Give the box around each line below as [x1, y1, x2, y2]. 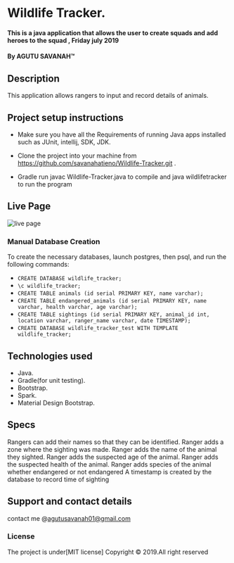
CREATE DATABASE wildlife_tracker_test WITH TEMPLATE [17, 325, 178, 332]
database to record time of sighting [7, 475, 110, 483]
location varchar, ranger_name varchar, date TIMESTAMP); [17, 317, 191, 324]
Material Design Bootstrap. [17, 398, 95, 407]
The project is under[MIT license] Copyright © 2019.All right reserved [7, 548, 209, 556]
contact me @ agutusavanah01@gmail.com [7, 514, 131, 522]
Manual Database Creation [7, 236, 100, 246]
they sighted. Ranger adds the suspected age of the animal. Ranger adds [7, 453, 219, 461]
